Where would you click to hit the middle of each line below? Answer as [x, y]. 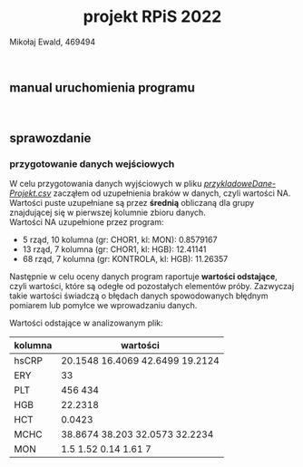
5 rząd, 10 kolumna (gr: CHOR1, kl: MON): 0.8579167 [120, 240]
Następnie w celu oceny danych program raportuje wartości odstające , [144, 277]
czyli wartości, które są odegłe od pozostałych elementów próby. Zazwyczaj [152, 287]
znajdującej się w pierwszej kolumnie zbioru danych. [108, 213]
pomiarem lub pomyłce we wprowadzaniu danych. [103, 306]
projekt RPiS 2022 [152, 17]
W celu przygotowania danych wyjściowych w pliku [106, 184]
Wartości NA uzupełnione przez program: [87, 222]
